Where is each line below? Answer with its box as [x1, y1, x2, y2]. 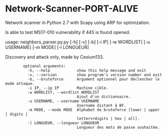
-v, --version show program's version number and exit [27, 72, 162, 77]
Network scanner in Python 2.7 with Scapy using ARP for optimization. [5, 19, 150, 25]
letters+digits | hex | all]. [76, 116, 140, 121]
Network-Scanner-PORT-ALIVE [5, 3, 138, 14]
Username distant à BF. [76, 103, 126, 108]
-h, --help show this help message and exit [27, 68, 146, 73]
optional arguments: [23, 63, 66, 68]
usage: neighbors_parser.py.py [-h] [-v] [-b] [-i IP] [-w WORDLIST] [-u [5, 38, 150, 45]
